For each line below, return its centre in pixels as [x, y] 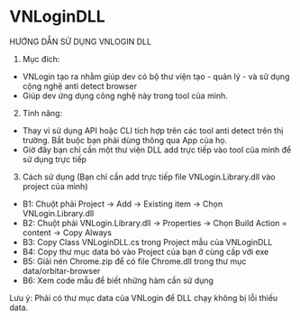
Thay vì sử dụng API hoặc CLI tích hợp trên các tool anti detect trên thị [153, 130]
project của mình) [55, 186]
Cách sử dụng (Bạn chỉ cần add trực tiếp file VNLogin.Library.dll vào [149, 177]
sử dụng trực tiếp [55, 159]
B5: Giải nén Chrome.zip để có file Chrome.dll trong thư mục [134, 261]
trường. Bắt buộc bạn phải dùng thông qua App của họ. [125, 140]
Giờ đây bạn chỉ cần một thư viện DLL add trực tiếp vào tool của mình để [157, 150]
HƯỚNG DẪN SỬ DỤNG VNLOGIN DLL [80, 41]
